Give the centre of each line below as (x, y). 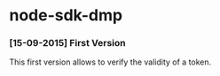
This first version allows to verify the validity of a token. (110, 62)
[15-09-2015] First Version (67, 43)
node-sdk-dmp (66, 15)
